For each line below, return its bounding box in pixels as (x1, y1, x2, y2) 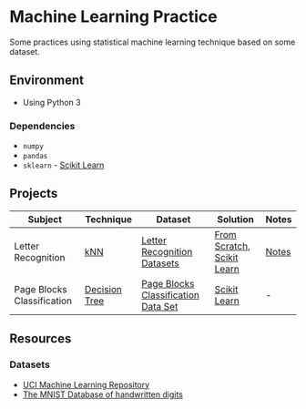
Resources (9, 331, 72, 347)
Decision (85, 282, 123, 295)
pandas (22, 152, 48, 161)
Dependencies (9, 119, 76, 132)
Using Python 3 (22, 97, 81, 107)
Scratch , (214, 240, 250, 252)
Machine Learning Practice (9, 6, 218, 27)
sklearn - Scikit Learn (22, 159, 105, 170)
